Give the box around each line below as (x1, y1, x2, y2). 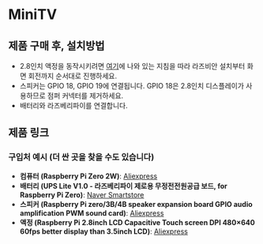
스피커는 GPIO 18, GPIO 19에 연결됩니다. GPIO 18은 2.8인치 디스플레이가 (19, 81, 245, 90)
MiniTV (8, 6, 58, 24)
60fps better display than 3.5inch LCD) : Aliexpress (19, 227, 188, 236)
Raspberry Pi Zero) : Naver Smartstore (19, 190, 145, 199)
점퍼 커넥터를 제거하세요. (47, 91, 124, 100)
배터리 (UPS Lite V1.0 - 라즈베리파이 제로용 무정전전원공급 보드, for (19, 181, 227, 190)
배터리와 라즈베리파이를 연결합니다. (19, 101, 128, 110)
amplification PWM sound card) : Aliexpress (19, 208, 164, 218)
